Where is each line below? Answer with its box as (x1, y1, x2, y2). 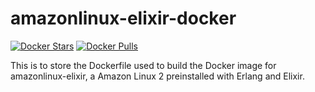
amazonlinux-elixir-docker (10, 7, 237, 30)
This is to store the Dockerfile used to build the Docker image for (10, 59, 277, 71)
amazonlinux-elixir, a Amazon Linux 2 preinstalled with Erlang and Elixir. (10, 70, 305, 82)
